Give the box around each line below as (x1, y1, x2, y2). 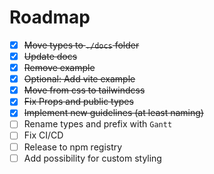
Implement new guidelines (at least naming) (23, 107, 204, 119)
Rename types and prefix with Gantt (23, 118, 173, 130)
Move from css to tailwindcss (23, 84, 146, 96)
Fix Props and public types (23, 96, 134, 108)
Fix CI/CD (23, 129, 64, 141)
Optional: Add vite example (23, 73, 136, 85)
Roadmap (9, 6, 91, 29)
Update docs (23, 51, 78, 62)
